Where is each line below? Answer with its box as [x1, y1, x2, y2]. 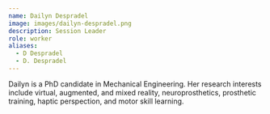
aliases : [8, 42, 38, 50]
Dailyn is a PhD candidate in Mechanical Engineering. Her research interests [8, 78, 262, 89]
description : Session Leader [8, 27, 107, 35]
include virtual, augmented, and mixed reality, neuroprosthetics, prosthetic [8, 87, 257, 97]
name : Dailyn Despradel [8, 11, 89, 20]
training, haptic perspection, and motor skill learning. [8, 96, 184, 106]
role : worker [8, 34, 53, 43]
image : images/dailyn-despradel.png [8, 19, 132, 27]
